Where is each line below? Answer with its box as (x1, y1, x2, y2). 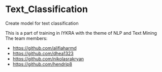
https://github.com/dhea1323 (12, 50, 74, 56)
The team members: (5, 35, 48, 41)
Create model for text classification (5, 20, 79, 26)
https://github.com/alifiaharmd (12, 45, 77, 51)
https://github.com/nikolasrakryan (12, 55, 84, 61)
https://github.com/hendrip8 (12, 61, 73, 67)
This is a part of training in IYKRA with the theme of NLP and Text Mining (5, 30, 157, 36)
